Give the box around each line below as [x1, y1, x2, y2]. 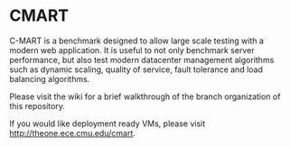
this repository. [9, 100, 66, 111]
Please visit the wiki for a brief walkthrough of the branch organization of [9, 91, 281, 102]
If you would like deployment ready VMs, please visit [9, 118, 206, 129]
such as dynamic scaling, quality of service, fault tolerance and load [9, 64, 264, 75]
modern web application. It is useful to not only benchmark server [9, 44, 255, 55]
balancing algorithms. [9, 73, 90, 84]
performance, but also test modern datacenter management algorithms [9, 54, 275, 65]
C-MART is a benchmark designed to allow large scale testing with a [9, 35, 265, 46]
